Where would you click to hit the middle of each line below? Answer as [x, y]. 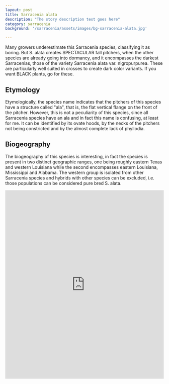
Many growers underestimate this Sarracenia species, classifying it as [78, 47]
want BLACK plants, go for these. [39, 74]
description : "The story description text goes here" [63, 19]
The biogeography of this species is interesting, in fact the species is [77, 156]
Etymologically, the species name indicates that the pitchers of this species [83, 102]
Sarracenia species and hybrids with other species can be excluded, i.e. [80, 178]
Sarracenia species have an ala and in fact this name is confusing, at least [82, 118]
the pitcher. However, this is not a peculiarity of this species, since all [77, 112]
